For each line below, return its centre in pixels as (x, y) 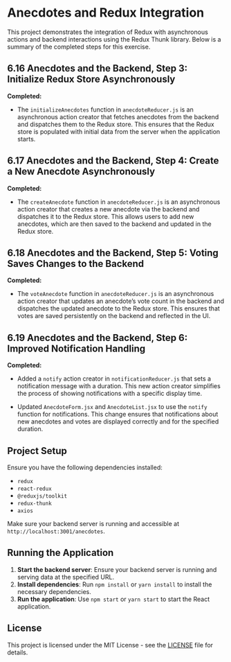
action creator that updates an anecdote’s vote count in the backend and (121, 301)
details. (18, 652)
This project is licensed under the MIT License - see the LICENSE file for (110, 645)
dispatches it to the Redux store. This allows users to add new (105, 216)
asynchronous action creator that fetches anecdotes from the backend (118, 116)
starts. (26, 139)
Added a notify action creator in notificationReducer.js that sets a (114, 378)
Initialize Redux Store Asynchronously (91, 79)
